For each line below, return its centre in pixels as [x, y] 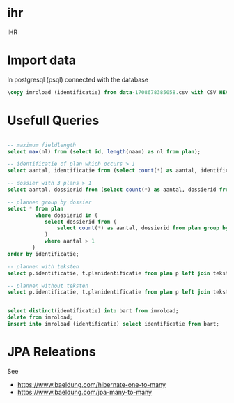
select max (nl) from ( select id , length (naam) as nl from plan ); [104, 151]
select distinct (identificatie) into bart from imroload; [93, 311]
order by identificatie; [43, 254]
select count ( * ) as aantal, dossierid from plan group [138, 228]
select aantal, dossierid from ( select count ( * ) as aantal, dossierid [112, 190]
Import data [42, 60]
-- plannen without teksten [48, 286]
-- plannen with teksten [43, 266]
